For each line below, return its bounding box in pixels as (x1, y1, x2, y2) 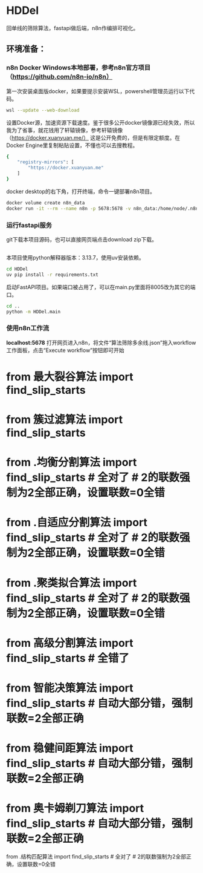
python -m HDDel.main (6, 309, 61, 315)
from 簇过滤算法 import (6, 413, 123, 427)
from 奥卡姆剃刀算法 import (6, 802, 144, 816)
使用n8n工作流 (6, 324, 50, 333)
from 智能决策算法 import (6, 681, 134, 695)
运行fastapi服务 (6, 221, 53, 229)
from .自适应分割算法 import (6, 515, 148, 529)
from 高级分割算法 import (6, 636, 134, 650)
